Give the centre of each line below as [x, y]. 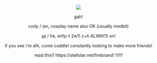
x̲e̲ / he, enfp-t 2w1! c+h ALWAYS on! [78, 36]
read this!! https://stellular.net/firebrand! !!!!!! [78, 55]
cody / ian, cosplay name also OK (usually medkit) [78, 26]
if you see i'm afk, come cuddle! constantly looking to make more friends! [78, 46]
